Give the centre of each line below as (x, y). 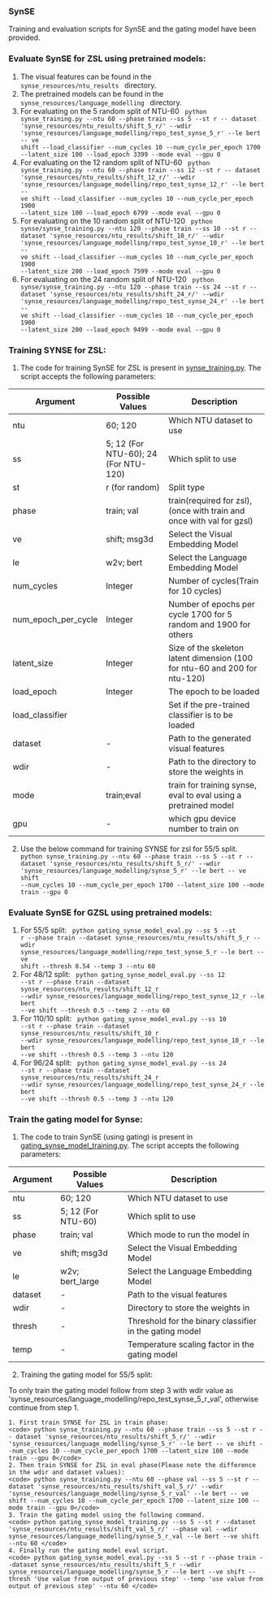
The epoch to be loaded (214, 691)
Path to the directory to (212, 762)
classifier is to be (201, 714)
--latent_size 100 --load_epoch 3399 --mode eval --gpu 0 (120, 154)
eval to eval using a (205, 795)
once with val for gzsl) (211, 520)
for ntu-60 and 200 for (213, 668)
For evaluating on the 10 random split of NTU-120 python (116, 220)
